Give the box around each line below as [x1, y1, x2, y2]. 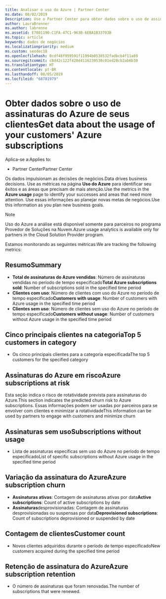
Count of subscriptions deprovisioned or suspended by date [12, 515, 135, 521]
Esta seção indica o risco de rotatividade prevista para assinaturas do [5, 392, 147, 398]
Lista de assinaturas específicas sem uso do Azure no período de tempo [12, 448, 160, 454]
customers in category [5, 338, 77, 347]
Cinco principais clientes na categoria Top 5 [5, 330, 142, 339]
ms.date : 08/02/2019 [5, 12, 48, 17]
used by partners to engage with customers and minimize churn [5, 413, 136, 419]
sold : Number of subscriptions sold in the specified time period [12, 285, 142, 291]
